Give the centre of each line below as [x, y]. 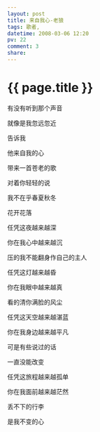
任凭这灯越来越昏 [32, 272]
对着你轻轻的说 [29, 183]
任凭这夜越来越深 [32, 227]
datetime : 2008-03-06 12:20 [48, 33]
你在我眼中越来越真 [35, 287]
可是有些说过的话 [32, 347]
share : [17, 53]
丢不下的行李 [26, 406]
